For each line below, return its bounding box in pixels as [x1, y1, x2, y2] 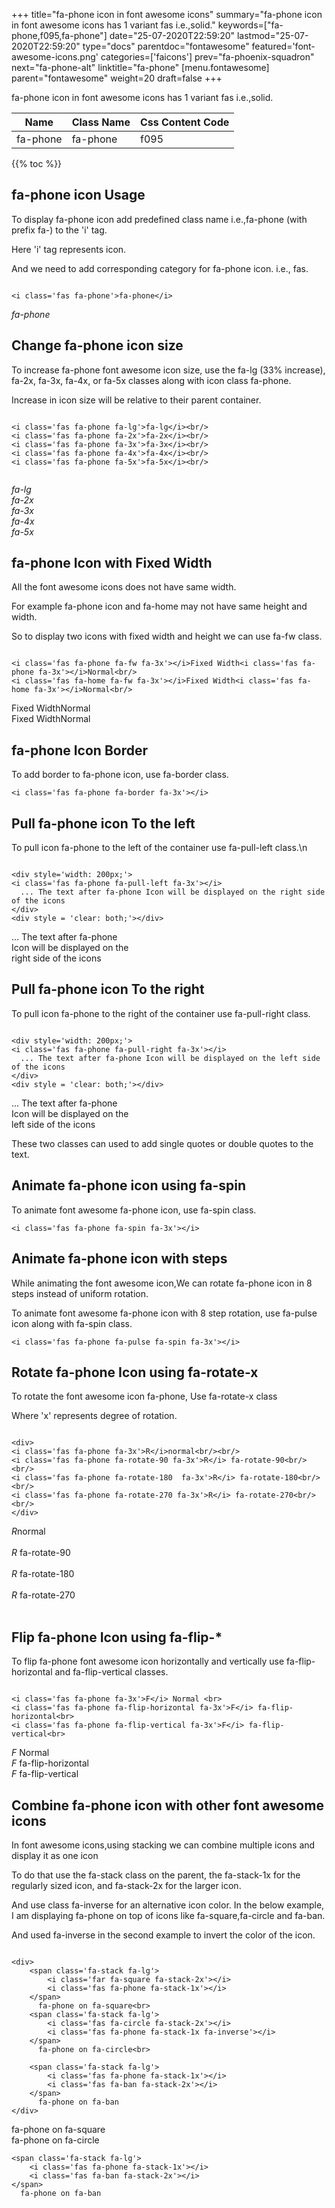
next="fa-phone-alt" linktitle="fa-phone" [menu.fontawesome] [11, 62, 270, 73]
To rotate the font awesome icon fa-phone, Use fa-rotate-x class [11, 1390, 278, 1403]
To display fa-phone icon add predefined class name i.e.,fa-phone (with [11, 213, 308, 225]
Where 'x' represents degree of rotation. [11, 1410, 178, 1422]
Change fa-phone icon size [11, 337, 184, 354]
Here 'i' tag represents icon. [11, 243, 127, 255]
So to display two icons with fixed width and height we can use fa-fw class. [11, 630, 323, 643]
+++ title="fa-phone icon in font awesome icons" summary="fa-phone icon [11, 9, 323, 20]
